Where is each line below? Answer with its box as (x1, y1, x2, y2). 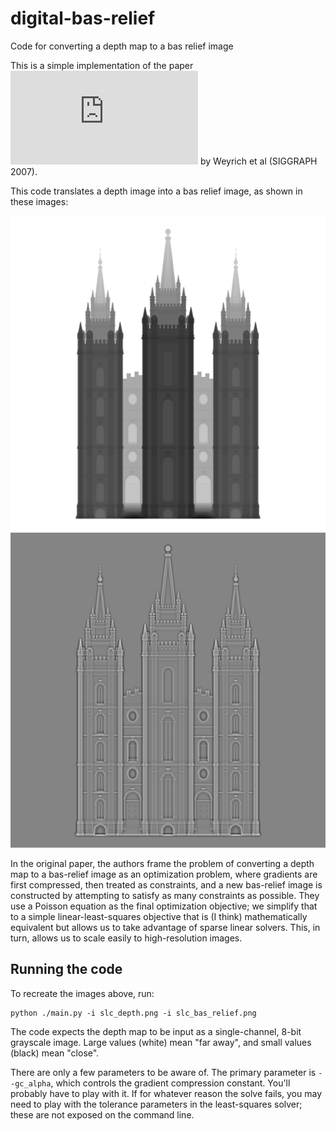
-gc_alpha (10, 1078, 52, 1089)
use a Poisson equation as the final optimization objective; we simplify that (10, 900, 318, 912)
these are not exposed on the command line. (10, 1108, 195, 1121)
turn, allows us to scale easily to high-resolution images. (10, 932, 243, 944)
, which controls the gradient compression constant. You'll (50, 1077, 291, 1089)
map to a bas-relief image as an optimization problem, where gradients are (10, 868, 318, 880)
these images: (10, 195, 69, 207)
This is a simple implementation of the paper (10, 59, 194, 71)
